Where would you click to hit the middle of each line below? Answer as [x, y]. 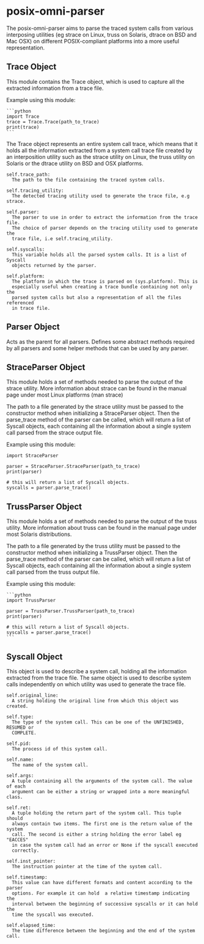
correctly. [26, 851]
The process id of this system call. [60, 749]
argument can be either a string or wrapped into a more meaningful [101, 792]
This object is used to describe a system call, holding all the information [97, 671]
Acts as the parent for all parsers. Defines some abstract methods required [100, 342]
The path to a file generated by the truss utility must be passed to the [93, 546]
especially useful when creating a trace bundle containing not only [102, 287]
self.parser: [23, 212]
